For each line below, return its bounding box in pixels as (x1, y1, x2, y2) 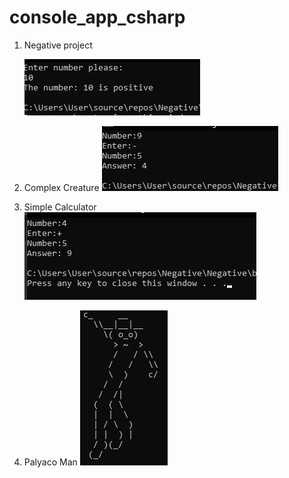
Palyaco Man (23, 456, 78, 468)
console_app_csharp (9, 6, 186, 29)
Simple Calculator (23, 201, 97, 213)
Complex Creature (23, 181, 100, 193)
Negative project (23, 39, 93, 51)
